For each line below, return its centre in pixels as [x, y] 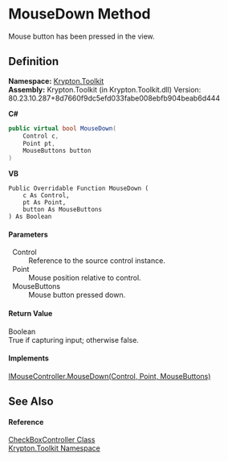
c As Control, [46, 196]
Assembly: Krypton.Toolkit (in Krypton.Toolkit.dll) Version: [105, 89]
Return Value [31, 313]
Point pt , [39, 143]
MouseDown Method [79, 14]
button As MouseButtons [63, 210]
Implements [29, 358]
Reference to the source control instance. [97, 261]
